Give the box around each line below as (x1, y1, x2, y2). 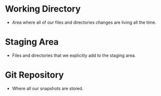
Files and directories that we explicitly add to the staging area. (12, 52, 136, 58)
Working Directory (5, 3, 81, 15)
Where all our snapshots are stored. (12, 85, 84, 91)
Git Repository (5, 69, 64, 80)
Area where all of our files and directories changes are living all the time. (12, 19, 157, 25)
